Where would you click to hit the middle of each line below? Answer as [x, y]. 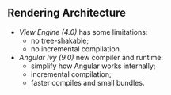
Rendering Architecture [67, 13]
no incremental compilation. [76, 49]
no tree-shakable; [60, 40]
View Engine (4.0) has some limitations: [83, 32]
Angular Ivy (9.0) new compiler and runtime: [91, 57]
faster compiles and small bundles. [87, 82]
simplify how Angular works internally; [93, 66]
